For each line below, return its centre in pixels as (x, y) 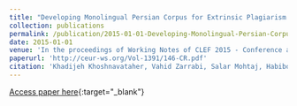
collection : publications (57, 26)
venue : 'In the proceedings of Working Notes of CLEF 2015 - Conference (146, 50)
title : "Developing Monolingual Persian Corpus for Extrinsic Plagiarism (148, 17)
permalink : (29, 34)
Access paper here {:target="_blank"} (77, 91)
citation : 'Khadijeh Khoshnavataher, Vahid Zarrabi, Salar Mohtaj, (136, 67)
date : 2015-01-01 (41, 42)
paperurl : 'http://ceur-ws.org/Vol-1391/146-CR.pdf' (108, 58)
